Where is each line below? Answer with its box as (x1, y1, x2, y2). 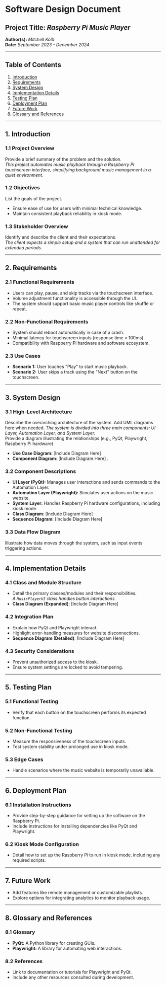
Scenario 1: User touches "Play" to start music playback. (12, 364, 128, 370)
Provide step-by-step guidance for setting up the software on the (12, 812, 145, 818)
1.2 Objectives (5, 184, 41, 191)
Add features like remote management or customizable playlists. (12, 890, 143, 896)
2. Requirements (5, 264, 57, 272)
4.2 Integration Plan (5, 613, 54, 620)
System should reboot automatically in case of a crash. (12, 329, 124, 336)
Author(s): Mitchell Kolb (5, 36, 55, 42)
